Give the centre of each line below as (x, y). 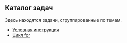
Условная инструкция (35, 30)
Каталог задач (29, 8)
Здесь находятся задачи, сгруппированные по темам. (63, 20)
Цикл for (21, 35)
